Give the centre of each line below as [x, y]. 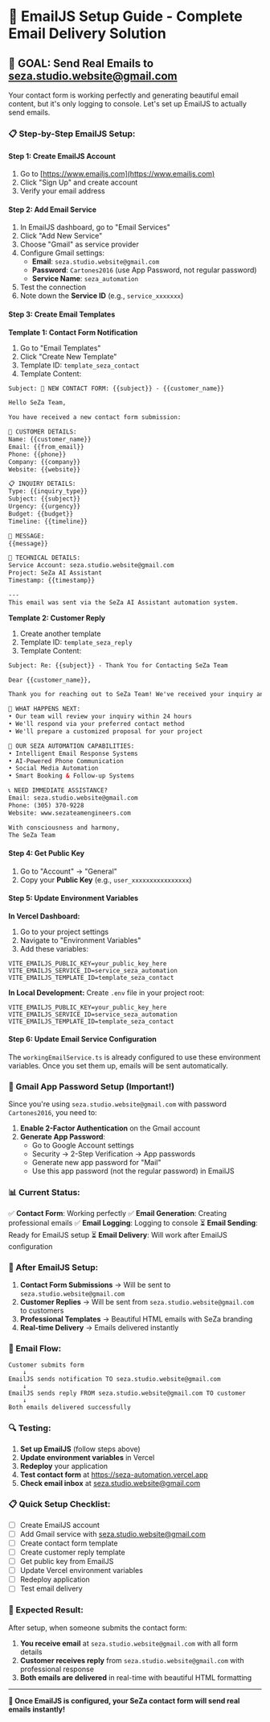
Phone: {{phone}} [37, 454]
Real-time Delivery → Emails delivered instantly [99, 1327]
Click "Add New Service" [61, 236]
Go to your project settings [64, 932]
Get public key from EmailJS [67, 1562]
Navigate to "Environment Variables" [80, 940]
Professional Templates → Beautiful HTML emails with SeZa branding [136, 1319]
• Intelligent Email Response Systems [73, 753]
